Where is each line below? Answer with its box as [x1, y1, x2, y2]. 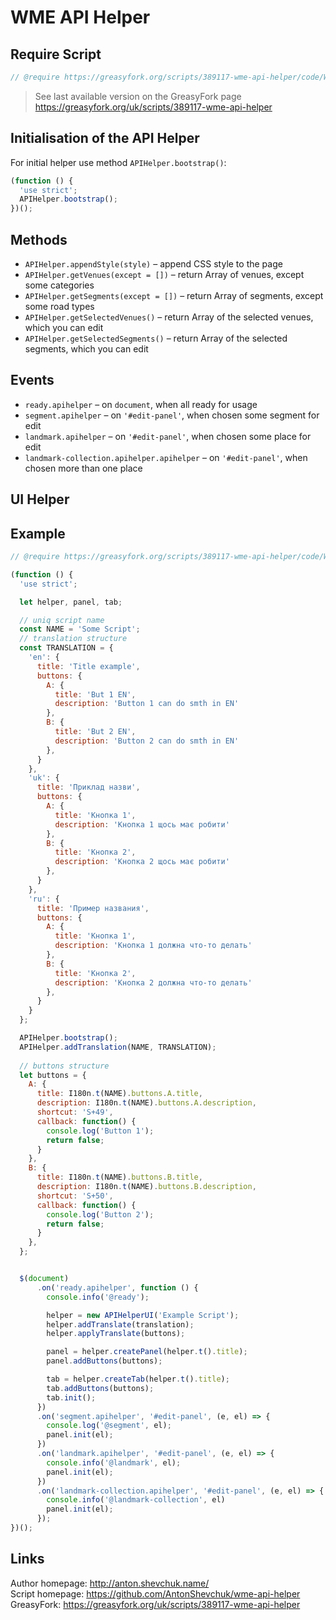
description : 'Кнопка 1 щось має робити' [54, 819, 230, 830]
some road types [24, 301, 95, 312]
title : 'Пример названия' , [36, 903, 150, 913]
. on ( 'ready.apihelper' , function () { [36, 1282, 199, 1293]
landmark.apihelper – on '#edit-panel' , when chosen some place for [24, 430, 312, 442]
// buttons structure [19, 1061, 110, 1071]
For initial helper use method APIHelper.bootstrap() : [10, 156, 227, 168]
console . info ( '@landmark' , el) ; [46, 1457, 182, 1468]
